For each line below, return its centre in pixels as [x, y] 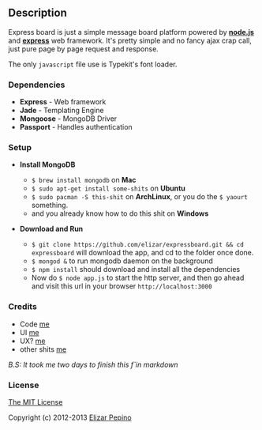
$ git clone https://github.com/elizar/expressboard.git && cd [138, 245]
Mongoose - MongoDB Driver [68, 119]
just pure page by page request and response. [84, 49]
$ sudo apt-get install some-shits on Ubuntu [108, 188]
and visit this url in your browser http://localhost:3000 [122, 286]
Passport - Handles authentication [76, 127]
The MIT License [36, 402]
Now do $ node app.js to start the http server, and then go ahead [138, 278]
